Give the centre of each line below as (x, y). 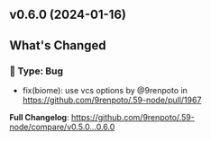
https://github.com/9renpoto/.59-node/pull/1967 (112, 100)
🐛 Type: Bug (37, 71)
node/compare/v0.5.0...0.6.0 (62, 127)
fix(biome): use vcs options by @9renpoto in (105, 91)
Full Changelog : (39, 118)
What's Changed (58, 45)
